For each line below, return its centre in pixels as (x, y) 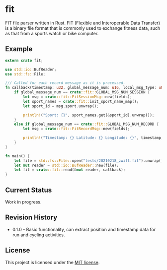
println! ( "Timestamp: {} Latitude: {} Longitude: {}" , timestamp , (93, 138)
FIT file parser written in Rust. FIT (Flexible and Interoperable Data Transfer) (83, 23)
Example (19, 49)
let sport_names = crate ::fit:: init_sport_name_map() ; (81, 101)
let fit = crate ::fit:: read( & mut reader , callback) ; (70, 170)
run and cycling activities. (39, 235)
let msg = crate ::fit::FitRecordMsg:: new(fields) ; (77, 129)
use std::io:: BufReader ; (31, 69)
